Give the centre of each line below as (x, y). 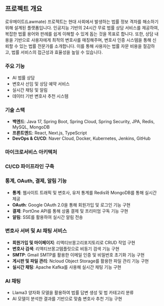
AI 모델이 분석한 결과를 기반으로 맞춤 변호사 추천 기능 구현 (67, 299)
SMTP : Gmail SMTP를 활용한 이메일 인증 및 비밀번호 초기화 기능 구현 (78, 255)
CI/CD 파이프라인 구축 (30, 167)
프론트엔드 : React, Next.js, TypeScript (49, 133)
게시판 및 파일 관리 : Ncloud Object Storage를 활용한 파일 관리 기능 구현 (81, 261)
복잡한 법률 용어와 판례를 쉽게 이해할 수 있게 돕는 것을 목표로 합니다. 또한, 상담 (79, 34)
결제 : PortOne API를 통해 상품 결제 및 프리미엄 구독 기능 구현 (70, 211)
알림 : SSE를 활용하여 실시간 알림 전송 (47, 217)
